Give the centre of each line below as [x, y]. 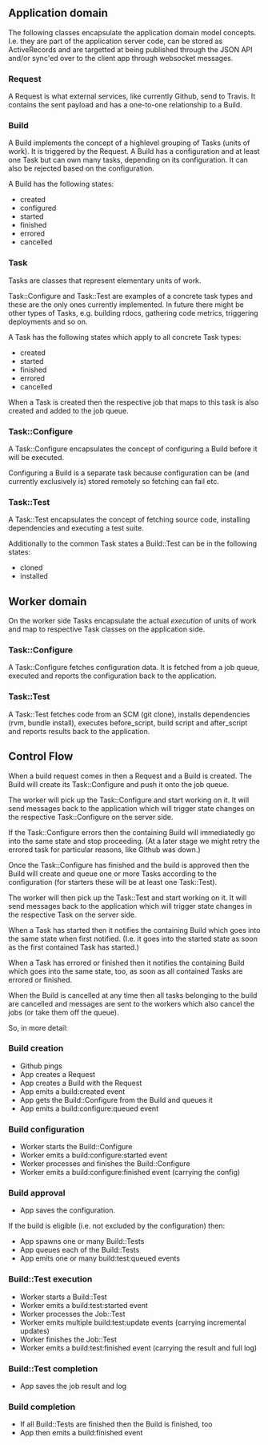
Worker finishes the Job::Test [68, 1339]
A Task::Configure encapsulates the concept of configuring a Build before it [133, 449]
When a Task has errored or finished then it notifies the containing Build [127, 963]
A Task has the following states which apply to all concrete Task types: [125, 337]
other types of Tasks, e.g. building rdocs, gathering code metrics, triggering [133, 313]
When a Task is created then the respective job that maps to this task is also [134, 402]
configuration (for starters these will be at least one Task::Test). [113, 882]
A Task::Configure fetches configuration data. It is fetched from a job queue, [134, 668]
